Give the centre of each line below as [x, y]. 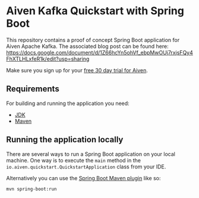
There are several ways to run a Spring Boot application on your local [91, 154]
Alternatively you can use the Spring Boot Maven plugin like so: [84, 178]
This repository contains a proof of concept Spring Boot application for [93, 40]
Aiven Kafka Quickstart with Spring [95, 11]
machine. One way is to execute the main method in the [74, 160]
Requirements [33, 89]
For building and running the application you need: [68, 103]
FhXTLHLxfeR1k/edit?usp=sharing [48, 59]
